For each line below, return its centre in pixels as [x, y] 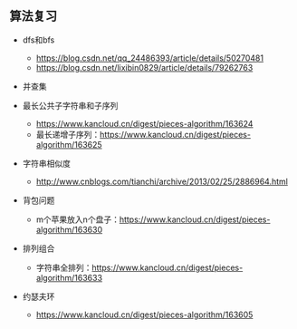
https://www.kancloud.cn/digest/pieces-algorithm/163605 [144, 314]
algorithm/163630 [69, 229]
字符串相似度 [46, 163]
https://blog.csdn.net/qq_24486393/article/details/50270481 [150, 58]
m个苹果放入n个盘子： [78, 219]
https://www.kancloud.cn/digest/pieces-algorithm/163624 [144, 123]
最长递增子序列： [68, 134]
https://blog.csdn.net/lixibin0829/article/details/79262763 [144, 67]
